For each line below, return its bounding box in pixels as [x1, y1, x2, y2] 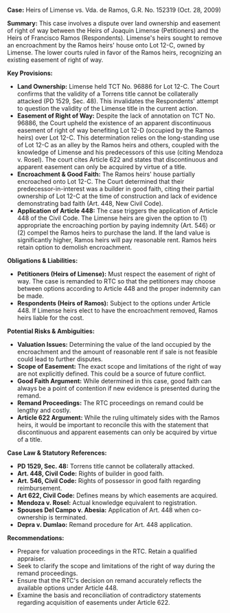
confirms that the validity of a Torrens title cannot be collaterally [16, 89, 198, 98]
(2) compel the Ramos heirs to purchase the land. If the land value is [16, 228, 211, 237]
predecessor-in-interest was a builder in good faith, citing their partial [16, 185, 214, 193]
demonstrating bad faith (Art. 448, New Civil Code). [16, 200, 163, 207]
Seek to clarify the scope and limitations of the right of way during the [16, 562, 216, 570]
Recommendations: [7, 534, 65, 542]
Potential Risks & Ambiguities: [7, 327, 95, 335]
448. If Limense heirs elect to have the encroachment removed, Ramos [16, 306, 218, 314]
